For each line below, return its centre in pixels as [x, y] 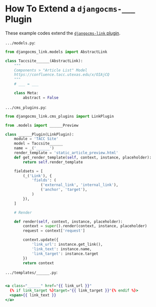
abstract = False [41, 98]
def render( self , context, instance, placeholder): [68, 222]
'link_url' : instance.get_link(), [67, 245]
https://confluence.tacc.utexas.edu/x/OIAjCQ [62, 75]
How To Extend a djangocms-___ [70, 9]
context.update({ [41, 240]
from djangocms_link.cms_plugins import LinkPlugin [59, 116]
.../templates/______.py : [31, 273]
